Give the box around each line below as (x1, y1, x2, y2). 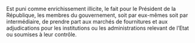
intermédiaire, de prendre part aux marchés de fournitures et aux (6, 18, 168, 25)
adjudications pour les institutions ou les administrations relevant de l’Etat (6, 24, 189, 31)
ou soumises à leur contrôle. (6, 31, 77, 38)
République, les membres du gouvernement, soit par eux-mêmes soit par (6, 12, 188, 19)
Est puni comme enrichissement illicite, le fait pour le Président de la (6, 5, 176, 12)
